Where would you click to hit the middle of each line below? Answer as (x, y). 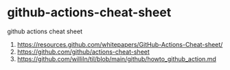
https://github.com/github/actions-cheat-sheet (83, 52)
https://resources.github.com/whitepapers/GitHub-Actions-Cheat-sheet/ (120, 44)
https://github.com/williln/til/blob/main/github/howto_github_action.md (116, 58)
